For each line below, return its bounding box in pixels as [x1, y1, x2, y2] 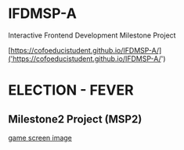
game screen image [8, 133, 73, 142]
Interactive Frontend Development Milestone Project [8, 30, 176, 40]
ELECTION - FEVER [8, 81, 135, 99]
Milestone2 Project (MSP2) [8, 112, 143, 126]
